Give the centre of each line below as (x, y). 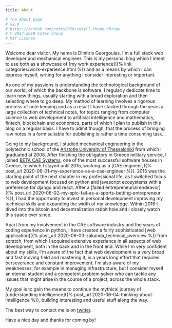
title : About (19, 10)
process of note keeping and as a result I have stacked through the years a (84, 107)
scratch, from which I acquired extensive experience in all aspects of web (83, 241)
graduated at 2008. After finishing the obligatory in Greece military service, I (86, 155)
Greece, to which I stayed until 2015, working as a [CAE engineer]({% (79, 166)
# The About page (24, 19)
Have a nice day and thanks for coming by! (51, 320)
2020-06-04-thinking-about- (123, 295)
